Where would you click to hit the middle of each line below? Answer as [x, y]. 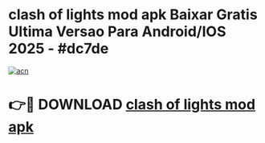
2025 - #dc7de [59, 49]
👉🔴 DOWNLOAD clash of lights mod [132, 105]
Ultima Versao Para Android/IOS [117, 32]
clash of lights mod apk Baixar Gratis [133, 15]
